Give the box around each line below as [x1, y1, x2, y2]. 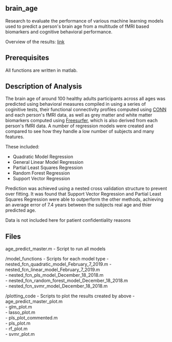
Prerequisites [5, 53, 49, 62]
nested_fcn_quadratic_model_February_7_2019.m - [5, 261, 112, 268]
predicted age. [5, 207, 36, 214]
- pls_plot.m [5, 320, 31, 327]
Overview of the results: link [5, 39, 65, 45]
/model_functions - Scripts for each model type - [5, 256, 109, 262]
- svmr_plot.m [5, 331, 35, 337]
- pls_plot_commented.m [5, 315, 58, 321]
